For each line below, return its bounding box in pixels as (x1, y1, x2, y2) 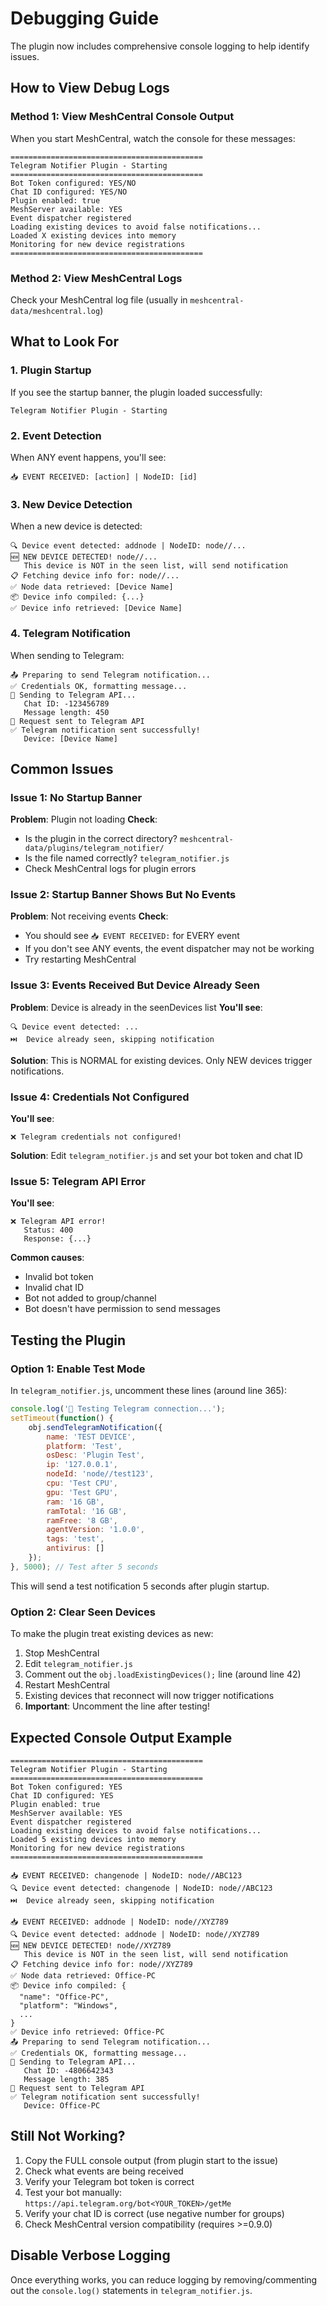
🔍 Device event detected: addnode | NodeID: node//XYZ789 (10, 1929, 260, 1939)
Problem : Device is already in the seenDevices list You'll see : (10, 1001, 263, 1013)
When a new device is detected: (10, 520, 143, 532)
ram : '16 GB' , (46, 1497, 105, 1507)
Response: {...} (23, 1234, 92, 1244)
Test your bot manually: (24, 2186, 123, 2198)
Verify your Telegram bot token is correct (24, 2175, 195, 2187)
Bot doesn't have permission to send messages (24, 1303, 221, 1315)
